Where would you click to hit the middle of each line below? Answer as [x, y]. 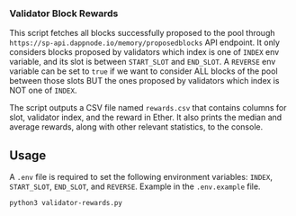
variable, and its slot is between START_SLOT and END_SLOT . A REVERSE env [143, 62]
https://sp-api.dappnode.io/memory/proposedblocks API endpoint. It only [145, 42]
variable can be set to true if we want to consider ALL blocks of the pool [144, 71]
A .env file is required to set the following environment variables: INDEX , [141, 177]
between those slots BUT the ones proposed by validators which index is [144, 81]
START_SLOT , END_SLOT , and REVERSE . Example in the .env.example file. [135, 186]
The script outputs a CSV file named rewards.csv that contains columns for [148, 108]
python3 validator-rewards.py [66, 203]
